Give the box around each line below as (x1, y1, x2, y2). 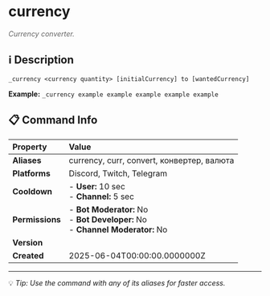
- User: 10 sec (68, 180, 126, 192)
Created (12, 249, 44, 261)
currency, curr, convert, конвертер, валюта (68, 155, 235, 166)
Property (12, 141, 47, 152)
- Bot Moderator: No (68, 204, 149, 215)
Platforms (12, 168, 51, 179)
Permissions (12, 213, 62, 225)
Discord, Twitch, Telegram (68, 168, 168, 179)
